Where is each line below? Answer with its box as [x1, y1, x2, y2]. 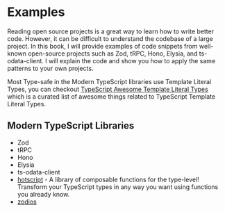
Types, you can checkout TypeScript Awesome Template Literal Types [7, 85, 208, 93]
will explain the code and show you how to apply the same [48, 56, 216, 65]
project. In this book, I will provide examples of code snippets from [7, 42, 198, 50]
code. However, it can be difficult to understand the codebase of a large [7, 34, 213, 42]
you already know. [17, 190, 70, 198]
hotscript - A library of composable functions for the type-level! [17, 175, 199, 184]
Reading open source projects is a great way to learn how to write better [7, 27, 214, 35]
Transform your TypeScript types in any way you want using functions [17, 182, 219, 191]
